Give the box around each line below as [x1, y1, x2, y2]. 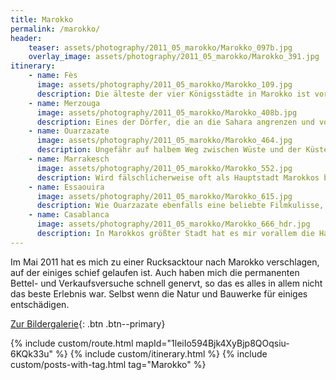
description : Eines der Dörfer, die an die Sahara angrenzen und [36, 117, 315, 127]
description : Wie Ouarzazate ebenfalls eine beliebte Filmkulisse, [36, 201, 325, 211]
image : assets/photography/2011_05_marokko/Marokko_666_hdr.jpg [36, 219, 311, 230]
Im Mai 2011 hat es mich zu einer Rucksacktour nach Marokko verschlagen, [10, 256, 320, 268]
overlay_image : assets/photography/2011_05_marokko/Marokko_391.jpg [28, 52, 320, 62]
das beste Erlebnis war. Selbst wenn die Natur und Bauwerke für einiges [10, 287, 308, 300]
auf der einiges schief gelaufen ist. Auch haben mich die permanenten [10, 266, 300, 278]
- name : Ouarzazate [28, 126, 110, 136]
